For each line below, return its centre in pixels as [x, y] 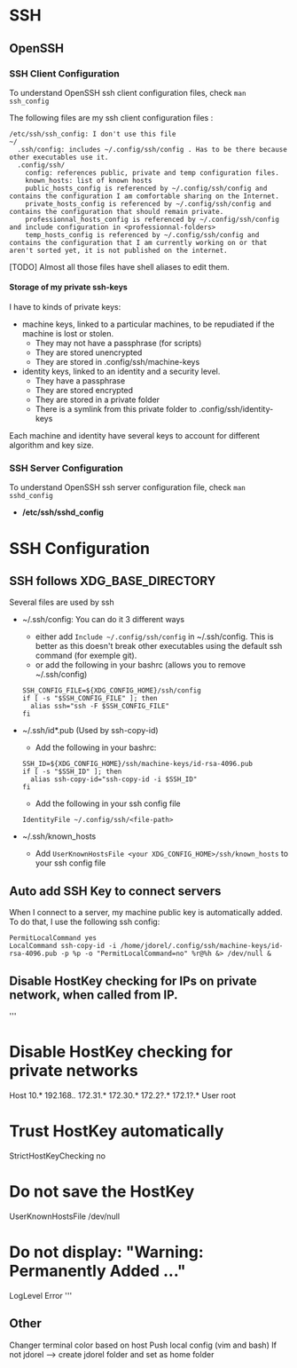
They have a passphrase [80, 381]
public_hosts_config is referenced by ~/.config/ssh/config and [146, 188]
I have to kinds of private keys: [65, 307]
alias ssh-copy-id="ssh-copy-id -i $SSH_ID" [114, 779]
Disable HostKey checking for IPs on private [133, 981]
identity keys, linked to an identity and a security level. [121, 372]
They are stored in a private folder [98, 399]
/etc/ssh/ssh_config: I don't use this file [93, 134]
